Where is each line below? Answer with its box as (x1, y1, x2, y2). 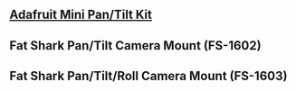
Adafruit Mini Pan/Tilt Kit (9, 7, 152, 23)
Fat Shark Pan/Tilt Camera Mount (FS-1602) (9, 38, 262, 53)
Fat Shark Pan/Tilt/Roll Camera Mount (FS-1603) (9, 68, 288, 84)
